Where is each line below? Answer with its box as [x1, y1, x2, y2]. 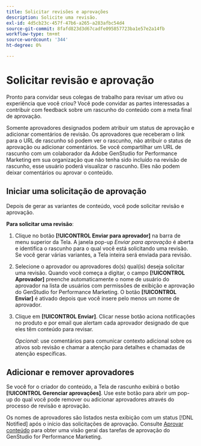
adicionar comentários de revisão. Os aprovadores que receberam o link [6, 130, 185, 138]
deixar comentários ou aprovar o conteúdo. [6, 169, 113, 176]
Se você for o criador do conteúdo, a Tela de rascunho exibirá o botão [6, 383, 180, 391]
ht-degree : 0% [6, 43, 42, 49]
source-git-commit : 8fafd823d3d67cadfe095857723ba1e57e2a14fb [6, 25, 165, 32]
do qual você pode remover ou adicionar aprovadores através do [14, 396, 175, 403]
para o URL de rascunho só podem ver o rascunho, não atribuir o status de [6, 136, 191, 144]
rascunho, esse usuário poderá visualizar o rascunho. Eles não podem [6, 162, 180, 170]
